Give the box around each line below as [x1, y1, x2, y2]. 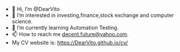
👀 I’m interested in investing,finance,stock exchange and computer [11, 12, 174, 19]
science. [11, 18, 33, 25]
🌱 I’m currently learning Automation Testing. [11, 24, 119, 31]
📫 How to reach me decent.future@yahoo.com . [11, 31, 129, 37]
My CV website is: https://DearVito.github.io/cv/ [11, 39, 128, 46]
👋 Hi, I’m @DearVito [11, 6, 60, 12]
